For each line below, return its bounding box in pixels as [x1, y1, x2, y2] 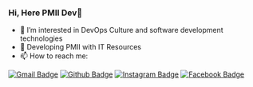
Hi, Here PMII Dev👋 [8, 7, 83, 18]
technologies [19, 34, 63, 43]
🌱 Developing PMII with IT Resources [19, 42, 142, 52]
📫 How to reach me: [19, 51, 89, 61]
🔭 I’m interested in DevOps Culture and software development [19, 26, 223, 35]
